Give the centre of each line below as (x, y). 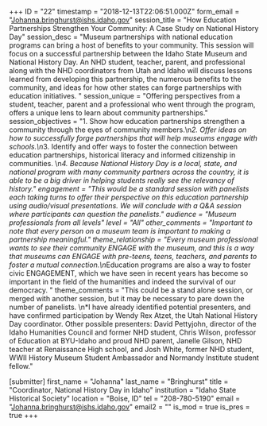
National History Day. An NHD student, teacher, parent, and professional (127, 62)
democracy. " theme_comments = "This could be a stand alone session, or (131, 290)
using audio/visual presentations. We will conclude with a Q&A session (125, 205)
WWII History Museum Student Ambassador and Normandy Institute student (134, 358)
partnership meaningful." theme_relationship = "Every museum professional (133, 239)
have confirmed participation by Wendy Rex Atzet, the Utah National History (133, 316)
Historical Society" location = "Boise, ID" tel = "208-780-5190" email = (125, 398)
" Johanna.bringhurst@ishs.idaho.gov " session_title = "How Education (123, 20)
